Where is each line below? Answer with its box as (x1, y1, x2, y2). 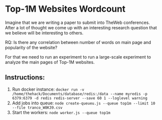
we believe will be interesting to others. (5, 30, 84, 36)
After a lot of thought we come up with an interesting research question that (5, 24, 157, 30)
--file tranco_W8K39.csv (12, 105, 63, 110)
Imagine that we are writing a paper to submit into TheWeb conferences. (5, 20, 150, 25)
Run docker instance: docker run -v (12, 86, 85, 92)
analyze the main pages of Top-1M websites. (5, 59, 95, 65)
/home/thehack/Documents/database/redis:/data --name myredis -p (12, 91, 147, 96)
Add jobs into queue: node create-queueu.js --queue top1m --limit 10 (12, 100, 156, 106)
